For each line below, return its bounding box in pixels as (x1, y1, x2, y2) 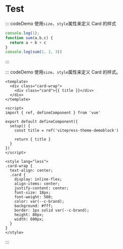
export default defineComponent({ (5, 119, 78, 124)
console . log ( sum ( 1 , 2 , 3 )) (5, 49, 62, 55)
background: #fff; (14, 203, 53, 208)
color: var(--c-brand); (14, 199, 65, 204)
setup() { (10, 124, 30, 129)
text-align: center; (10, 168, 53, 173)
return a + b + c (10, 40, 47, 45)
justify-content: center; (14, 186, 69, 191)
